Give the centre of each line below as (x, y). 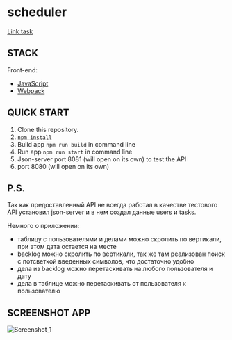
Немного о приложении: (43, 226)
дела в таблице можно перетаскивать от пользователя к (101, 284)
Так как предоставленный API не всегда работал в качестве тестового (113, 205)
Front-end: (23, 70)
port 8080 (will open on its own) (63, 166)
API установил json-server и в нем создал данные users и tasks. (102, 212)
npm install (34, 137)
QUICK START (38, 113)
